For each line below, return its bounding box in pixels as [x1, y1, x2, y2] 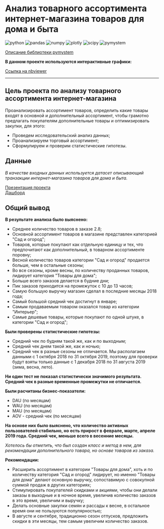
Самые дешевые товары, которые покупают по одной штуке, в [12, 314, 144, 320]
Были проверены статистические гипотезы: [5, 329, 101, 334]
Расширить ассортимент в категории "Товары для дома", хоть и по [12, 467, 153, 472]
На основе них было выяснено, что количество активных [5, 423, 128, 429]
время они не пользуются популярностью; [12, 508, 102, 514]
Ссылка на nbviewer [5, 68, 47, 74]
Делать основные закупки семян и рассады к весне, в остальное [12, 503, 150, 509]
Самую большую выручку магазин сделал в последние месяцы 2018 [12, 288, 157, 294]
